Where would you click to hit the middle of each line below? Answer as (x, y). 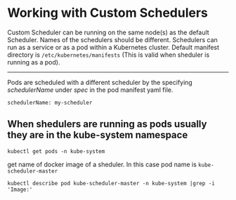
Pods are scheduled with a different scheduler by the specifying (100, 82)
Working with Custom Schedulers (108, 13)
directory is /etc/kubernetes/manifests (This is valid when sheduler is (109, 55)
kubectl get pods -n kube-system (56, 151)
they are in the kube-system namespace (98, 135)
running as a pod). (34, 62)
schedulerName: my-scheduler (50, 102)
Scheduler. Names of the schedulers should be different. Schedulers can (112, 39)
